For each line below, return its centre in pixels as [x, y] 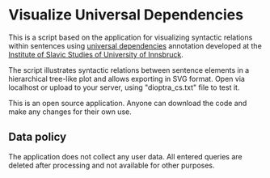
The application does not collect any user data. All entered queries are [125, 156]
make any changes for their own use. [70, 112]
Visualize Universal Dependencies [126, 15]
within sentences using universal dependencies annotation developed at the [135, 45]
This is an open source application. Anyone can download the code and [128, 103]
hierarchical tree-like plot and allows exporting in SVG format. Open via [127, 78]
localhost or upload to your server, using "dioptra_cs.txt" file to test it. [124, 87]
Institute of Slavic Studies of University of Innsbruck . [96, 54]
